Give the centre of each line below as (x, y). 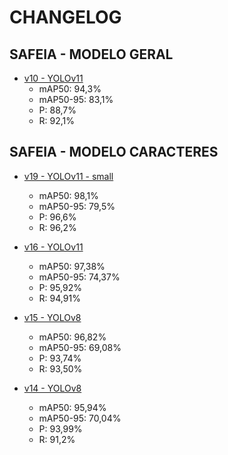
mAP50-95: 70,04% (80, 418)
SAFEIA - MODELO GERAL (91, 54)
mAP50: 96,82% (72, 337)
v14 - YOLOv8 (52, 388)
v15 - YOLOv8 (52, 317)
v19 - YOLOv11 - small (68, 176)
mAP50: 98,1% (68, 195)
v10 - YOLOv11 (53, 78)
